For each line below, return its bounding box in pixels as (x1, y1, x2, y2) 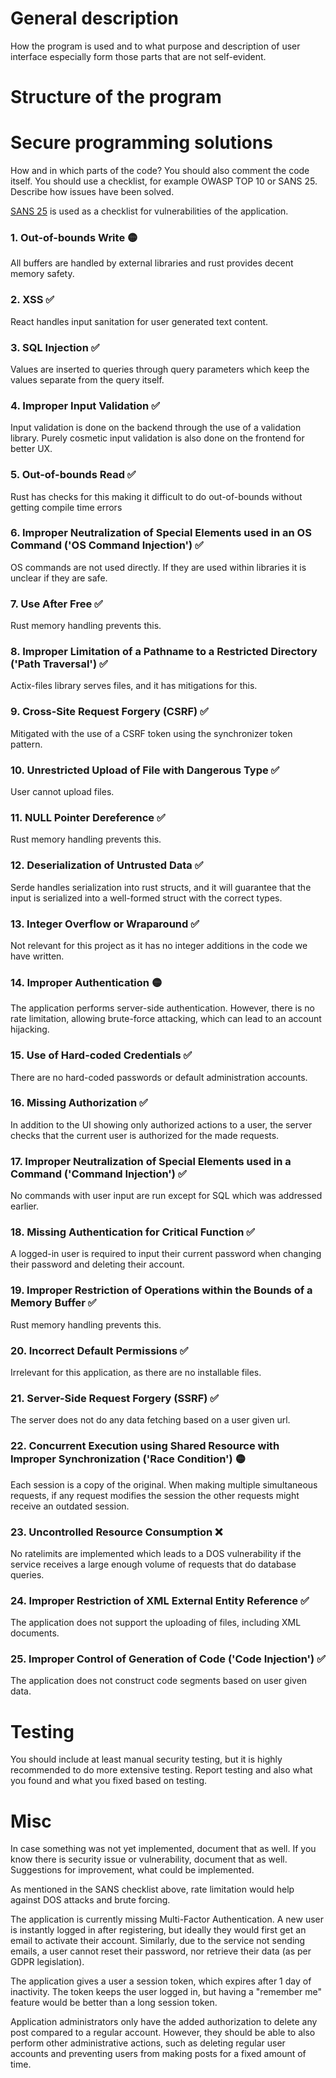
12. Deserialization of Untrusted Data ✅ (10, 858, 204, 872)
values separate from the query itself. (10, 373, 165, 386)
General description (10, 7, 179, 30)
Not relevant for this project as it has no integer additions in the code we (10, 939, 308, 951)
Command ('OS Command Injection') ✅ (10, 538, 204, 552)
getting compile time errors (10, 501, 123, 513)
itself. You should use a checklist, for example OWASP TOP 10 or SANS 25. (10, 175, 318, 187)
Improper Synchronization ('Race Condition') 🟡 (10, 1452, 247, 1466)
